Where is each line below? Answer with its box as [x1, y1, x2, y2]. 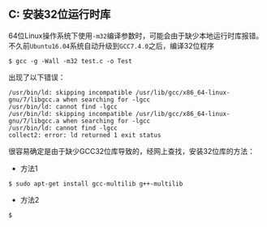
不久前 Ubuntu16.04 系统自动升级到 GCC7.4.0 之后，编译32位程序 [8, 41, 215, 50]
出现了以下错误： [8, 72, 66, 82]
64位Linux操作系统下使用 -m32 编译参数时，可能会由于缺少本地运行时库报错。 [8, 31, 264, 41]
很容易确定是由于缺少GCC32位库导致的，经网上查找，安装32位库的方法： [8, 146, 256, 156]
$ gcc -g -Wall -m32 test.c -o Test [8, 57, 132, 65]
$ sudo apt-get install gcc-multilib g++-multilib [8, 179, 183, 188]
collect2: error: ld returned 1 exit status [8, 131, 161, 139]
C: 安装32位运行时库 [8, 7, 111, 22]
